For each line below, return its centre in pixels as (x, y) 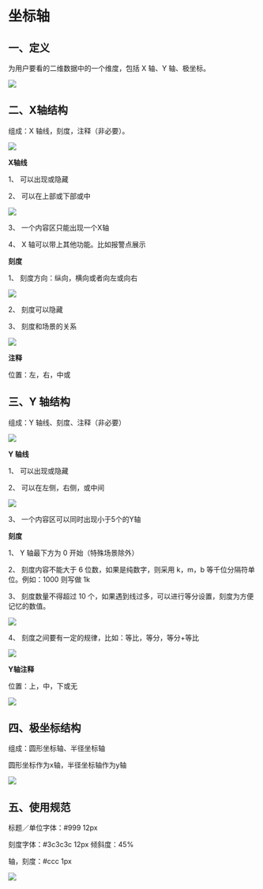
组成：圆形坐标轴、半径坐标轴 (56, 748)
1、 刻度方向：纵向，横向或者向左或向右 (73, 278)
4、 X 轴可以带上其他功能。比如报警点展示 (77, 244)
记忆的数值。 (29, 606)
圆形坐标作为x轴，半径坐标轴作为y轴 (68, 765)
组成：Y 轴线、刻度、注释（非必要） (67, 422)
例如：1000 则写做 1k (56, 579)
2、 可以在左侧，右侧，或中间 (56, 487)
